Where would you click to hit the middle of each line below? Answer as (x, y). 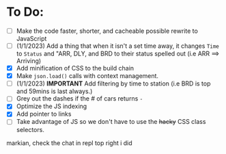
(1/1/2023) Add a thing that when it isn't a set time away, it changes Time (118, 46)
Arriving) (29, 61)
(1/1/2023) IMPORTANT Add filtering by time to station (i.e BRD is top (113, 84)
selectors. (30, 129)
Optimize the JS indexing (52, 106)
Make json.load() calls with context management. (87, 76)
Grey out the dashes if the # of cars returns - (80, 99)
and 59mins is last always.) (54, 91)
